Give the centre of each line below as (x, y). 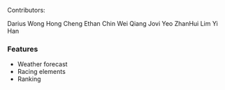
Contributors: (26, 10)
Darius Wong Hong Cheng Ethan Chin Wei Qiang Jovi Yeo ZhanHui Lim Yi (112, 23)
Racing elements (42, 72)
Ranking (29, 79)
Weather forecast (42, 64)
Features (23, 49)
